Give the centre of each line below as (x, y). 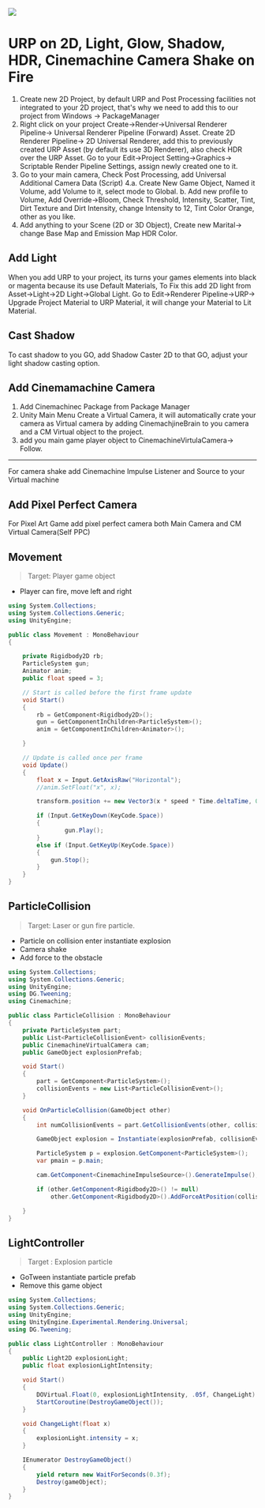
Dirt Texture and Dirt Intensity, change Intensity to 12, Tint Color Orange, (137, 208)
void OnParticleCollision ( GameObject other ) (97, 1110)
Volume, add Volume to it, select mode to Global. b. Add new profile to (134, 191)
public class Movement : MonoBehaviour (74, 635)
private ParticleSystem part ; (72, 1030)
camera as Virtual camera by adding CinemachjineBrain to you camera (134, 423)
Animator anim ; (47, 671)
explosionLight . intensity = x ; (88, 1438)
